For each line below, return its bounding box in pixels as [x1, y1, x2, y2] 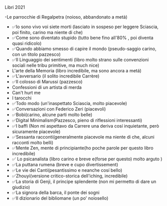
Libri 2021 [5, 5, 26, 10]
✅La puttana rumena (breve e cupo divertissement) [12, 162, 118, 167]
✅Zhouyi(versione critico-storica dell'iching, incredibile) [12, 173, 128, 179]
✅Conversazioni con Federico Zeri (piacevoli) [12, 106, 106, 112]
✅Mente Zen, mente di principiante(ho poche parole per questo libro [12, 145, 153, 151]
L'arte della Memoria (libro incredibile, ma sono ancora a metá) [12, 68, 141, 73]
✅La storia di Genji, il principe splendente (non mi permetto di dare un [12, 178, 156, 184]
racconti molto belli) [12, 140, 54, 145]
